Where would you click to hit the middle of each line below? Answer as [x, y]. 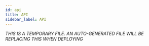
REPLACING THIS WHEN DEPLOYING [44, 39]
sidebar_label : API [26, 19]
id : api [13, 10]
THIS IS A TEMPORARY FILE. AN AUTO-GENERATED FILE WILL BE [75, 34]
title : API [17, 15]
